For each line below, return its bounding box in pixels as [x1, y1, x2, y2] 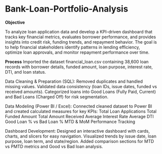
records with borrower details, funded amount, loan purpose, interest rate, [5, 64, 153, 70]
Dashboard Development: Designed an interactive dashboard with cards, [5, 128, 150, 134]
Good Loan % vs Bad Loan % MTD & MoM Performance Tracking [5, 119, 135, 124]
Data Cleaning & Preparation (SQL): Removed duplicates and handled [5, 78, 143, 84]
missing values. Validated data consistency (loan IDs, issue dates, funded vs [5, 83, 157, 89]
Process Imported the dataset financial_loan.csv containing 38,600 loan [5, 59, 149, 64]
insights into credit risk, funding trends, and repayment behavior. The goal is [5, 39, 157, 45]
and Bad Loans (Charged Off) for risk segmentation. [5, 93, 109, 100]
